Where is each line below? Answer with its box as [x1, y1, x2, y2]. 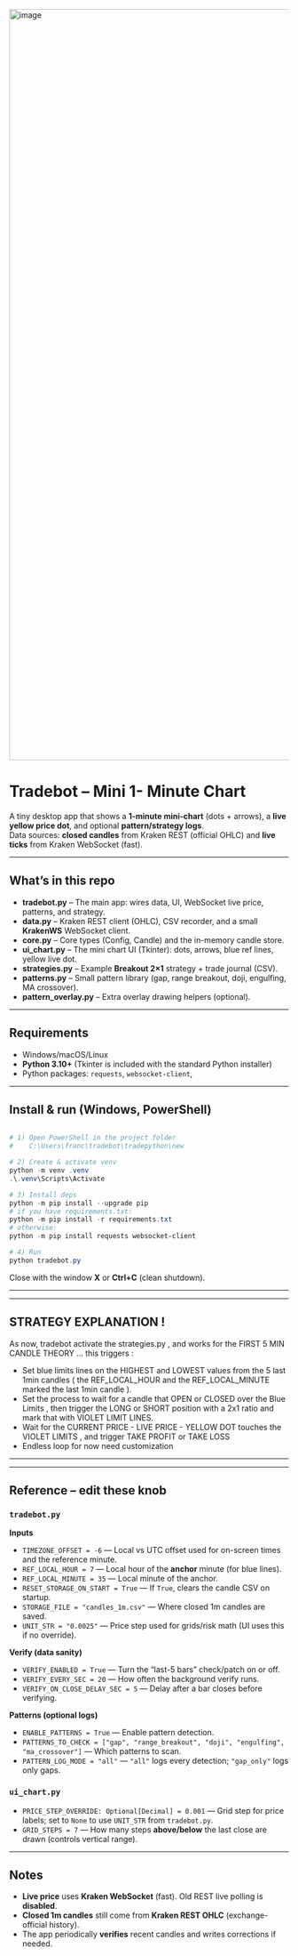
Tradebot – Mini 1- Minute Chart [9, 782, 247, 801]
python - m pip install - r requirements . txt [9, 1215, 173, 1224]
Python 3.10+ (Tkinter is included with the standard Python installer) [21, 1058, 272, 1069]
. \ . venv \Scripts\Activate [9, 1174, 105, 1183]
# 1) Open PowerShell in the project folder [9, 1133, 176, 1142]
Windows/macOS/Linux [21, 1049, 109, 1059]
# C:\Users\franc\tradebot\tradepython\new [9, 1142, 184, 1151]
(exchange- [225, 1910, 269, 1920]
